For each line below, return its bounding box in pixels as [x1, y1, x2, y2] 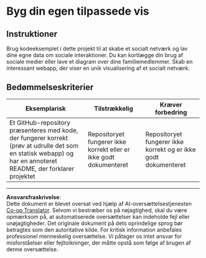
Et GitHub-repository [9, 118, 71, 127]
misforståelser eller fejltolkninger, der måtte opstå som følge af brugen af [6, 239, 191, 246]
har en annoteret [9, 156, 58, 165]
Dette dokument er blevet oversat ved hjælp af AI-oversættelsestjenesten [6, 200, 192, 207]
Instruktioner [6, 29, 58, 39]
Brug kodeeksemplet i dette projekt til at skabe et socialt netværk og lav [6, 45, 188, 52]
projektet [9, 172, 36, 180]
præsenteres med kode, [9, 126, 78, 134]
